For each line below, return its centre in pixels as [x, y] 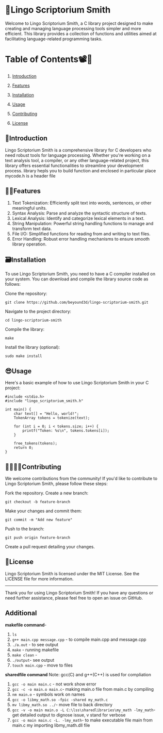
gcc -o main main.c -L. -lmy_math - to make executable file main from [82, 720]
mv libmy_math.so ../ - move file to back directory [62, 704]
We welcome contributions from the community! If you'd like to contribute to [81, 478]
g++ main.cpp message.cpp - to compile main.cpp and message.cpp [79, 639]
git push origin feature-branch [38, 538]
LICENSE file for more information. [39, 579]
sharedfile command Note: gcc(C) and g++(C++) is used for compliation [78, 674]
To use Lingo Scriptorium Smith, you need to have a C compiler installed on [80, 274]
